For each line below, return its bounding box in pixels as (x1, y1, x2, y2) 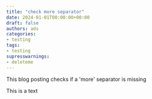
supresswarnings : (6, 53, 50, 59)
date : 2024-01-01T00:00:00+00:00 (6, 14, 90, 20)
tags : (6, 43, 20, 49)
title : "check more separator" (6, 8, 85, 15)
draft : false (6, 20, 39, 26)
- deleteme (6, 59, 34, 65)
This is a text (6, 87, 38, 94)
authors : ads (6, 25, 39, 32)
